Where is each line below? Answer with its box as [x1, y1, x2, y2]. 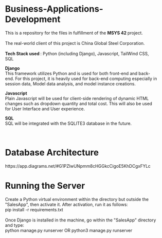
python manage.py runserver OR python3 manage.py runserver [5, 227, 132, 233]
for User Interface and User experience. [5, 106, 85, 112]
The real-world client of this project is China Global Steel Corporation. [5, 40, 145, 46]
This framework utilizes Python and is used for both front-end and [5, 70, 138, 76]
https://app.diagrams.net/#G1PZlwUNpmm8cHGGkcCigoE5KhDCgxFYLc [5, 163, 151, 169]
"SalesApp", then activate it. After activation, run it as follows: [5, 201, 128, 207]
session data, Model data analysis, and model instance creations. [5, 80, 136, 86]
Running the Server [5, 180, 85, 191]
